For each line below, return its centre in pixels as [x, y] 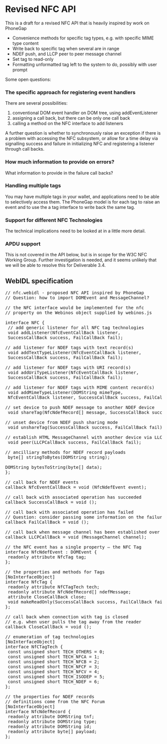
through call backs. [25, 149]
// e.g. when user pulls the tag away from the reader [73, 622]
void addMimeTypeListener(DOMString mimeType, [65, 393]
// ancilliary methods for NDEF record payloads [65, 453]
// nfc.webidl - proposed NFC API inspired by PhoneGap [75, 293]
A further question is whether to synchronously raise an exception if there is [83, 133]
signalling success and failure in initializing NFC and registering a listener [80, 144]
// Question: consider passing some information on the [75, 517]
